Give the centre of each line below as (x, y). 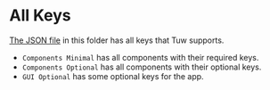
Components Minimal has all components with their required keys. (140, 57)
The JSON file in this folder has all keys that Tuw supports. (117, 40)
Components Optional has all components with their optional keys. (142, 67)
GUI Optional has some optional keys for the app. (113, 76)
